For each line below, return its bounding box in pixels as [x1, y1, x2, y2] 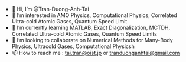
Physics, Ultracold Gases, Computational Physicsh [11, 43, 135, 50]
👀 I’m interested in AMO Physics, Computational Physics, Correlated [11, 12, 177, 19]
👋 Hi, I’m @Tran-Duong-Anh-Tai [11, 6, 90, 12]
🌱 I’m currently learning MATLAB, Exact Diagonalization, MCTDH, [11, 24, 171, 31]
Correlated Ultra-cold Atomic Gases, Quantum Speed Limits [11, 30, 158, 37]
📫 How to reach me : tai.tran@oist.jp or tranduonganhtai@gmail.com [11, 50, 180, 56]
